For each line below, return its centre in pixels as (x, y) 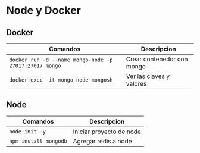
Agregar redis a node (102, 141)
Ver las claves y (148, 76)
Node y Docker (44, 10)
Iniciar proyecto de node (107, 132)
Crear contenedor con (157, 59)
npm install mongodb (38, 141)
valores (136, 84)
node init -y (28, 131)
